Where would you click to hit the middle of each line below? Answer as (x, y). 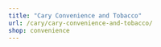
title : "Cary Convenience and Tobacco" (75, 16)
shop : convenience (39, 30)
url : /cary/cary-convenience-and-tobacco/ (80, 23)
